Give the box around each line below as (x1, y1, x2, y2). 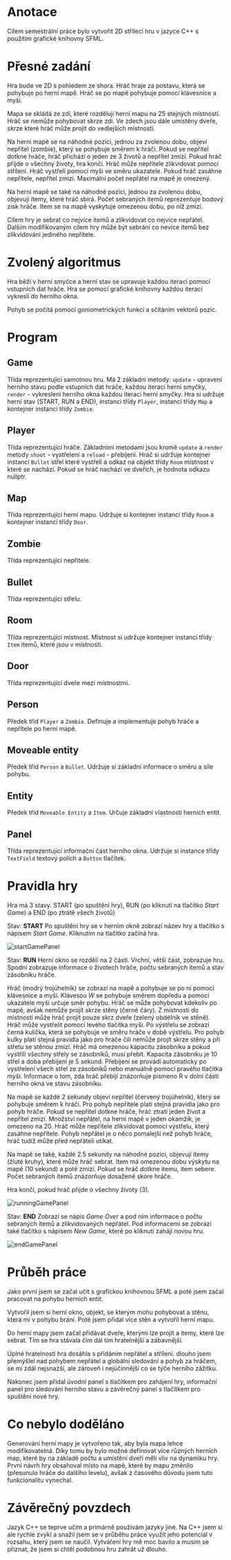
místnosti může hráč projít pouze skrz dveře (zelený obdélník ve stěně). (7, 1013, 210, 1021)
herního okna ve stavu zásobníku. (7, 1079, 103, 1088)
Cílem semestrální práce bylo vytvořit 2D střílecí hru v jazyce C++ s (7, 27, 199, 35)
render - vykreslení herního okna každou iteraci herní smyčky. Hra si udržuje (7, 389, 224, 398)
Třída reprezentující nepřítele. (7, 557, 91, 565)
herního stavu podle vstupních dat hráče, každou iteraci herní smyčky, (7, 383, 207, 391)
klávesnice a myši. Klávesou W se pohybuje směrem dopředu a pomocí (7, 991, 210, 999)
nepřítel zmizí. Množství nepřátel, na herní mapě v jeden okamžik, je (7, 1115, 201, 1123)
